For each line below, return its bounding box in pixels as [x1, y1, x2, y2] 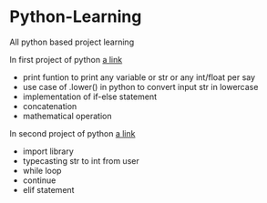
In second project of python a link [9, 127, 136, 138]
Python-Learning [9, 6, 142, 27]
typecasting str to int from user [22, 155, 139, 166]
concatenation [22, 100, 77, 111]
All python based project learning [9, 36, 135, 47]
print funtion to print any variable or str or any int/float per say [22, 71, 256, 83]
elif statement [22, 184, 75, 195]
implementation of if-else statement [22, 91, 158, 102]
